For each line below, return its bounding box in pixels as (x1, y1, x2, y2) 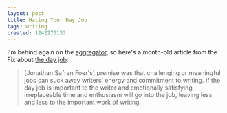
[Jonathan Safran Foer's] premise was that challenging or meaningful (23, 69, 221, 77)
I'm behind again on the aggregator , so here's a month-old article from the (7, 48, 218, 56)
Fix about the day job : (7, 56, 69, 64)
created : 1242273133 (7, 29, 67, 37)
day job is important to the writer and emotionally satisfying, (23, 83, 195, 92)
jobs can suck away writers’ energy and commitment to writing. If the (23, 76, 221, 85)
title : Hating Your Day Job (7, 17, 88, 23)
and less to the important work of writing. (23, 98, 142, 107)
